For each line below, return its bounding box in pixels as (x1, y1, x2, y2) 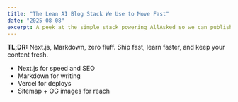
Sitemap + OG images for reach (17, 86, 110, 96)
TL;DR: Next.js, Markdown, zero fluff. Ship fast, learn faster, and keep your (7, 43, 225, 52)
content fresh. (7, 50, 49, 59)
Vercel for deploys (17, 79, 72, 88)
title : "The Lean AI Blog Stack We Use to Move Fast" (7, 10, 170, 18)
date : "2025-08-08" (7, 17, 65, 24)
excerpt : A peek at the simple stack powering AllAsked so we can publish (7, 23, 233, 30)
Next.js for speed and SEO (17, 64, 96, 73)
